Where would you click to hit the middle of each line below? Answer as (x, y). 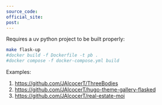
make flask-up (23, 50)
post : (13, 22)
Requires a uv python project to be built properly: (65, 39)
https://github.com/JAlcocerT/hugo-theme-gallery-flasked (85, 89)
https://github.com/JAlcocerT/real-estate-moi (70, 96)
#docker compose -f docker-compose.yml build (63, 61)
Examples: (18, 72)
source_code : (22, 11)
